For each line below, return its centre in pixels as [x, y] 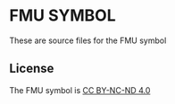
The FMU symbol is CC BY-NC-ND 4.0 [80, 90]
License [32, 69]
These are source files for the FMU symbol [88, 40]
